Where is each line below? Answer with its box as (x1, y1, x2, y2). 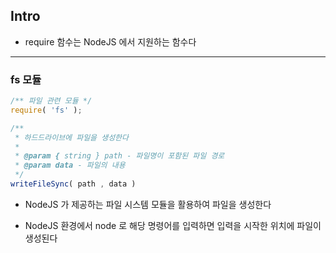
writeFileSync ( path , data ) (10, 179, 137, 189)
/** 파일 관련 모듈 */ (10, 96, 93, 106)
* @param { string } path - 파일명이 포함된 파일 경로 (14, 151, 225, 161)
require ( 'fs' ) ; (10, 105, 83, 115)
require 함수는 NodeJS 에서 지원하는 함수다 (24, 35, 197, 48)
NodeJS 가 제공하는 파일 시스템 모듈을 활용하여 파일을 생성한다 (24, 198, 272, 210)
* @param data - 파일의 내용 (14, 160, 126, 171)
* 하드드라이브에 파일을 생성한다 (14, 132, 129, 143)
